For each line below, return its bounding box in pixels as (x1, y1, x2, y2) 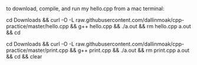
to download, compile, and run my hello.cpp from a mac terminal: (6, 5, 165, 12)
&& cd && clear (6, 53, 42, 60)
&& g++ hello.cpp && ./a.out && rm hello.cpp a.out (70, 23, 191, 30)
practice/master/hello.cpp (6, 23, 69, 30)
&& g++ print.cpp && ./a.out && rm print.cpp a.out (70, 47, 190, 54)
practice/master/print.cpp (6, 47, 69, 54)
